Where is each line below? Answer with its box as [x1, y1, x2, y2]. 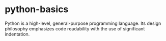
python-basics [5, 4, 69, 15]
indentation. [5, 31, 30, 37]
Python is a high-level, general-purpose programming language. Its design [5, 20, 161, 26]
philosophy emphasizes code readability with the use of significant [5, 25, 145, 31]
